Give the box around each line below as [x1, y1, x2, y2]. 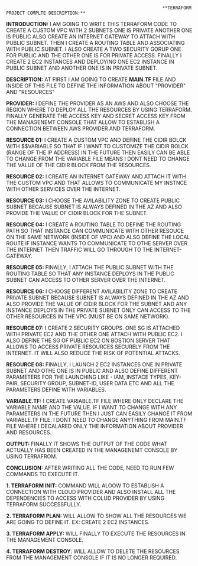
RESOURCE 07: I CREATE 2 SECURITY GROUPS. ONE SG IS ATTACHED [6, 324, 180, 331]
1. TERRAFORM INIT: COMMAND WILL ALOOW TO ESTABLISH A [6, 482, 164, 489]
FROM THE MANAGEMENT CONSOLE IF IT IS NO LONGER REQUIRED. [6, 554, 177, 561]
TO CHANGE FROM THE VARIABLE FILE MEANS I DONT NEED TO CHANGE [6, 155, 190, 162]
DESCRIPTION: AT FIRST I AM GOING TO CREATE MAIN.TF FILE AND [6, 76, 176, 83]
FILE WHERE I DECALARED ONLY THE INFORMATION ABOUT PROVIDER [6, 422, 183, 430]
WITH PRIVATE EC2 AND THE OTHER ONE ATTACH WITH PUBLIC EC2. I [6, 331, 183, 337]
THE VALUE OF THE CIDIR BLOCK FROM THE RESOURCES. [6, 162, 151, 168]
